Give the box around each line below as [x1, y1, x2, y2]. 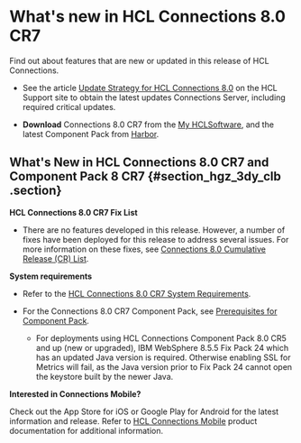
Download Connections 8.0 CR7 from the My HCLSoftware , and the [22, 119, 275, 130]
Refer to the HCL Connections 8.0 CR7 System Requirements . [22, 288, 251, 299]
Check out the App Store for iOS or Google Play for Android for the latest [9, 406, 279, 417]
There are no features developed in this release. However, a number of [22, 224, 286, 235]
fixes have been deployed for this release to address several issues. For [22, 234, 289, 245]
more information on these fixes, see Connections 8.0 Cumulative [22, 244, 266, 254]
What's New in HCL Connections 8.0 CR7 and [9, 155, 269, 171]
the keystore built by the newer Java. [35, 371, 174, 382]
